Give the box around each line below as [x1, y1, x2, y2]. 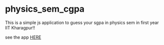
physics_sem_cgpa [5, 3, 84, 15]
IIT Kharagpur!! [5, 24, 35, 30]
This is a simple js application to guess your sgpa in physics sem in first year [5, 20, 159, 25]
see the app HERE [5, 34, 41, 40]
